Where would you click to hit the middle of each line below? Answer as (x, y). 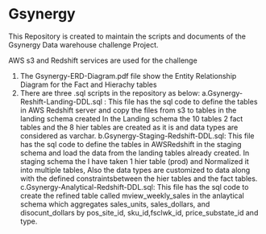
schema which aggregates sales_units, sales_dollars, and (115, 204)
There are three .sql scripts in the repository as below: (110, 92)
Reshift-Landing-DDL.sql (61, 101)
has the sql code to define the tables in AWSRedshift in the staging (131, 144)
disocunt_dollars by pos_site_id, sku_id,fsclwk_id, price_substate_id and (139, 212)
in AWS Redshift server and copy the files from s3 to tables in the (128, 110)
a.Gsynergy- (222, 92)
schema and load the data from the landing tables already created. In (135, 153)
